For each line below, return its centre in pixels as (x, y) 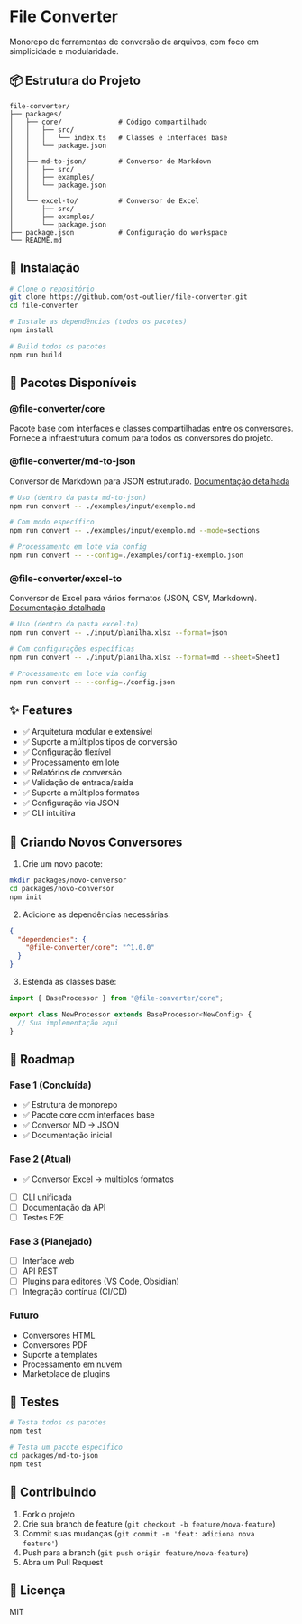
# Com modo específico (52, 522)
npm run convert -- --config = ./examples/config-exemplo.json (127, 556)
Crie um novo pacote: (63, 864)
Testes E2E (43, 1217)
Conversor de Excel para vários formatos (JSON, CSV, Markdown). (133, 599)
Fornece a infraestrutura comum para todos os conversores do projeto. (142, 438)
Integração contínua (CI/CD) (75, 1292)
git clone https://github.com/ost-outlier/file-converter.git (128, 297)
